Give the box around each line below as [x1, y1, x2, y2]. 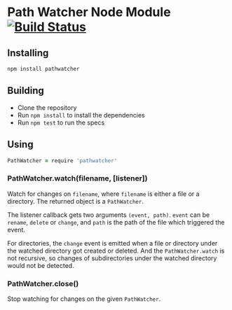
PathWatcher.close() [7, 279, 79, 288]
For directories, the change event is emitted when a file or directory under [7, 239, 218, 247]
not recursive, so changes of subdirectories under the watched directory [7, 253, 217, 262]
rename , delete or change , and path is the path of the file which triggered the [7, 218, 225, 226]
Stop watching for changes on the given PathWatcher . [7, 295, 161, 303]
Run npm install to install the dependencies [17, 111, 145, 119]
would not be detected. [7, 261, 75, 269]
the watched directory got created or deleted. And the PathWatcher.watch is [7, 246, 225, 255]
